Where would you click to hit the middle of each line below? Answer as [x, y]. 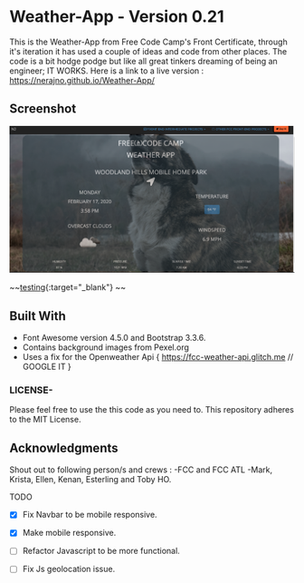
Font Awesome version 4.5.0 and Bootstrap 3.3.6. [114, 338]
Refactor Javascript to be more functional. [101, 551]
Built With [38, 316]
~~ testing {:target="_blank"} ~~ [68, 287]
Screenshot [43, 109]
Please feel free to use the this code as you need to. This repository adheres [152, 410]
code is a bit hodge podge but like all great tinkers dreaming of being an [143, 61]
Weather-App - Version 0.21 [117, 17]
